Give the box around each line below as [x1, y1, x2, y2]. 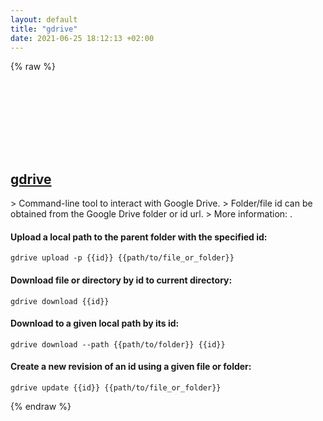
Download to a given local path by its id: [10, 317, 180, 330]
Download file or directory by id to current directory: [10, 274, 233, 286]
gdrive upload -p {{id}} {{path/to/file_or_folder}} [10, 253, 235, 263]
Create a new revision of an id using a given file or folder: [10, 361, 252, 373]
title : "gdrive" [10, 24, 78, 34]
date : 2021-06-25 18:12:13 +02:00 [10, 33, 155, 43]
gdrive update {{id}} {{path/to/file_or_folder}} [10, 383, 222, 393]
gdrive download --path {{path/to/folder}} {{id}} [10, 339, 226, 350]
